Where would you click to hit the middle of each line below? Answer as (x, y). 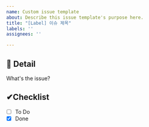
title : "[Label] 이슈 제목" (39, 23)
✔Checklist (28, 97)
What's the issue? (28, 78)
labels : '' (20, 29)
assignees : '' (24, 34)
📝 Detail (21, 64)
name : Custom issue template (43, 12)
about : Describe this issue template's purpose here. (75, 17)
